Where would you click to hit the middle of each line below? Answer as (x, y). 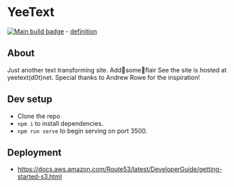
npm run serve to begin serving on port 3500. (82, 131)
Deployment (34, 153)
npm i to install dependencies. (60, 123)
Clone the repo (39, 116)
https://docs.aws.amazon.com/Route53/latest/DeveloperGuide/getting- (120, 169)
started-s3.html (40, 177)
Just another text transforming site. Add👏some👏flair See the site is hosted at (117, 70)
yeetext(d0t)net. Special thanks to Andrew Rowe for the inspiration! (104, 77)
